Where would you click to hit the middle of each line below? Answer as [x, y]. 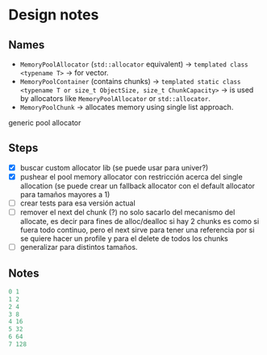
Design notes [54, 15]
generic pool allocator [45, 123]
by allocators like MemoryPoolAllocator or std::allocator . [115, 98]
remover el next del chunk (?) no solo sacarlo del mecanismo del [127, 212]
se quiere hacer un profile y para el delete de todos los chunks [124, 239]
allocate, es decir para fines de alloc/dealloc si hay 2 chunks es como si [140, 222]
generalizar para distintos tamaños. [79, 247]
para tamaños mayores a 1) [65, 194]
